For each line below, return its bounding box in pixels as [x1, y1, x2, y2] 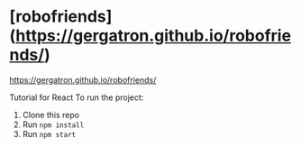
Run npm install [22, 119, 85, 130]
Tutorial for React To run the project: [9, 92, 144, 103]
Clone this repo [22, 109, 79, 120]
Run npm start [22, 128, 77, 139]
